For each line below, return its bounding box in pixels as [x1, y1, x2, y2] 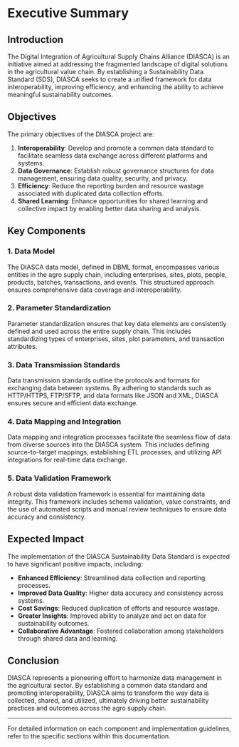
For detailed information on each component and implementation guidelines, [7, 724, 231, 733]
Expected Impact [7, 533, 84, 545]
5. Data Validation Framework [7, 473, 112, 483]
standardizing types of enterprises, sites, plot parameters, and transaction [7, 334, 225, 343]
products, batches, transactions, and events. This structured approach [7, 278, 214, 286]
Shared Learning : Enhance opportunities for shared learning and [17, 196, 208, 205]
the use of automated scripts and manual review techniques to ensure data [7, 504, 227, 513]
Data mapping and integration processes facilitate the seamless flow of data [7, 433, 231, 442]
